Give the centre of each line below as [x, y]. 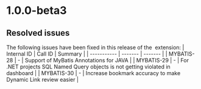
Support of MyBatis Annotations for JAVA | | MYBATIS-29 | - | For [107, 60]
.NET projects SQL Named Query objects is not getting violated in [88, 67]
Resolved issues [38, 33]
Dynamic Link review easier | [43, 80]
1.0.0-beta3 [37, 11]
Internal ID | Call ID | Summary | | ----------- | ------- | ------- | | [87, 54]
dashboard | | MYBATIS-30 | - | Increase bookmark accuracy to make [93, 73]
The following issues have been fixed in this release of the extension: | [95, 47]
